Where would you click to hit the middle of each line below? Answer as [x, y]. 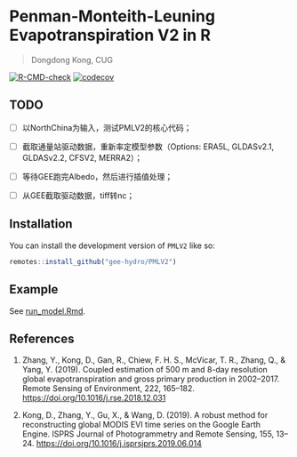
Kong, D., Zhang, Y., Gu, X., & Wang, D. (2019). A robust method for [145, 415]
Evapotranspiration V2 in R [110, 35]
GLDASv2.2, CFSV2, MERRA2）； [82, 157]
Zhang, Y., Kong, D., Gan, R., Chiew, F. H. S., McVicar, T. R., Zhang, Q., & [154, 360]
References [42, 338]
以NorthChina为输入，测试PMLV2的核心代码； [107, 127]
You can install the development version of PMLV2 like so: [112, 245]
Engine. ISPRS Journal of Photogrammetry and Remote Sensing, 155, [148, 434]
